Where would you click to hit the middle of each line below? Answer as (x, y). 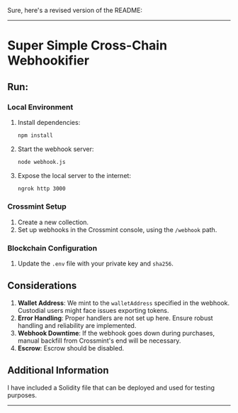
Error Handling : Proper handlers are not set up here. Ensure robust (115, 318)
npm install (35, 135)
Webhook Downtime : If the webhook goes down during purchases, (116, 333)
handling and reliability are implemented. (77, 325)
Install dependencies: (49, 122)
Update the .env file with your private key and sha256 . (95, 264)
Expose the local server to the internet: (74, 175)
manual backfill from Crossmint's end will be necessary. (99, 341)
